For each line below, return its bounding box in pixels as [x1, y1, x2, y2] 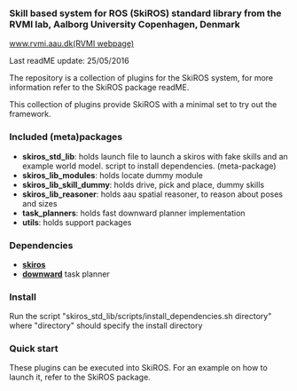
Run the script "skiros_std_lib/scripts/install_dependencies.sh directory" [9, 311, 272, 322]
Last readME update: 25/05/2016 [9, 56, 130, 66]
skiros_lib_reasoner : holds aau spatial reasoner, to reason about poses [21, 189, 284, 199]
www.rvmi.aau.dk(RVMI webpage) [9, 38, 135, 49]
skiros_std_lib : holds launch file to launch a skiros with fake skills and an [21, 151, 288, 161]
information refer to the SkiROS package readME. [9, 82, 190, 93]
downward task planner [21, 269, 111, 279]
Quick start [9, 342, 59, 355]
